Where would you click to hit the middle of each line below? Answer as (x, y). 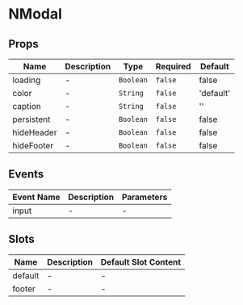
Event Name (36, 197)
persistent (31, 119)
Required (173, 67)
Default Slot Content (141, 261)
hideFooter (33, 146)
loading (27, 80)
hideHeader (35, 132)
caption (27, 106)
